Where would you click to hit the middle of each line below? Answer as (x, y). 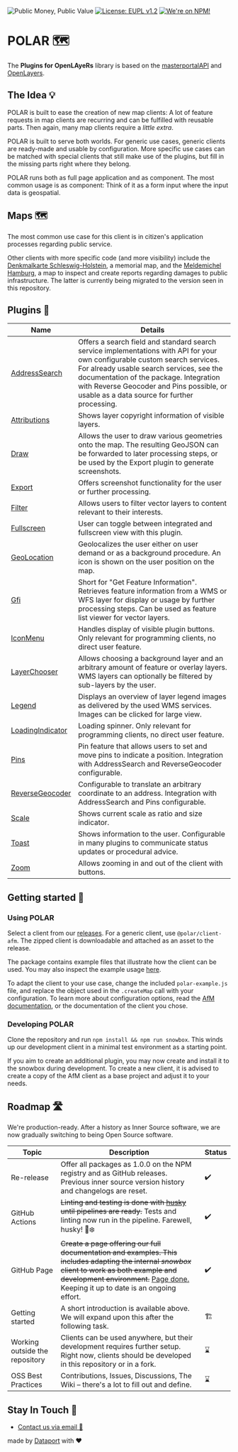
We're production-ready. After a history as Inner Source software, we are (114, 1127)
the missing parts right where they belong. (69, 164)
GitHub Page (32, 1270)
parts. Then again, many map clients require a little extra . (90, 127)
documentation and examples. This (119, 1253)
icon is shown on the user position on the (146, 562)
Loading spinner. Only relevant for (134, 726)
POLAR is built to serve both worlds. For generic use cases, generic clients (116, 141)
